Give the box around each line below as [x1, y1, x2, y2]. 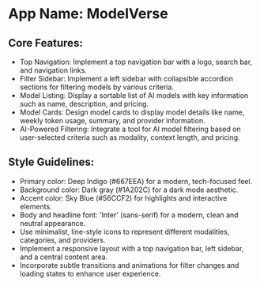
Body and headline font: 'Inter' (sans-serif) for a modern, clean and [19, 210, 239, 220]
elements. [19, 201, 53, 211]
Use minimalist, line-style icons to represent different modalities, [19, 227, 230, 236]
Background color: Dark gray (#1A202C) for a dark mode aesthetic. [19, 185, 239, 194]
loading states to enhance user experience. [19, 269, 161, 278]
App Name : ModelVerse [8, 5, 168, 23]
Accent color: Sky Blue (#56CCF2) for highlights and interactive [19, 193, 228, 202]
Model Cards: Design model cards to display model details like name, [19, 107, 245, 117]
